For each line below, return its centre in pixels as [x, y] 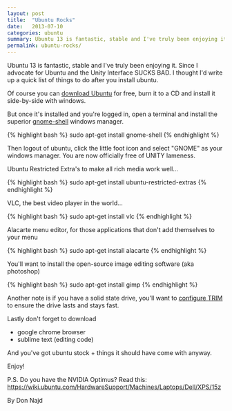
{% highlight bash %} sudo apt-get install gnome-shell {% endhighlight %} [113, 135]
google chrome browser [51, 332]
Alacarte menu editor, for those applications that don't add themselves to [111, 230]
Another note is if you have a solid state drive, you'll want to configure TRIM [115, 298]
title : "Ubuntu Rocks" [41, 20]
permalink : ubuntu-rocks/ [44, 46]
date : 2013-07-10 [35, 26]
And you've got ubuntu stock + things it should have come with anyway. [110, 353]
